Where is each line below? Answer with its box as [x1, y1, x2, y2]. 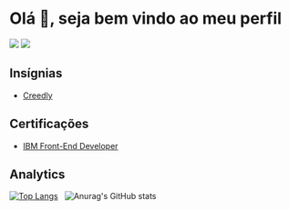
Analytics [9, 166, 66, 182]
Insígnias [9, 65, 63, 81]
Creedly [22, 90, 53, 101]
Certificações [9, 116, 89, 132]
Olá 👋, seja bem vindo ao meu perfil [9, 8, 283, 29]
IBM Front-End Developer [22, 140, 119, 151]
